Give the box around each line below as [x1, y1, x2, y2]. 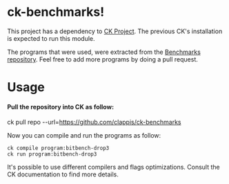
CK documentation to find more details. [7, 170, 119, 178]
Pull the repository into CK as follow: [7, 102, 114, 111]
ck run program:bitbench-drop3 [7, 151, 97, 158]
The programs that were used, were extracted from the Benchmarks [7, 48, 201, 56]
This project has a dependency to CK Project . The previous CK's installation [7, 27, 223, 35]
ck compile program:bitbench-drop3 [7, 145, 110, 152]
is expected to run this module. [7, 34, 95, 42]
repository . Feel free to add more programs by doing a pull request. [7, 55, 199, 63]
